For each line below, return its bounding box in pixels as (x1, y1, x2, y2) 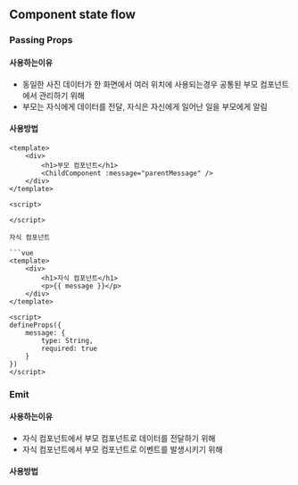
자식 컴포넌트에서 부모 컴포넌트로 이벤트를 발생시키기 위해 (21, 444, 223, 455)
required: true (41, 344, 98, 353)
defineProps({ (9, 321, 62, 330)
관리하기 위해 (38, 89, 85, 101)
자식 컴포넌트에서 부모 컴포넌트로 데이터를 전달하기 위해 (21, 432, 216, 443)
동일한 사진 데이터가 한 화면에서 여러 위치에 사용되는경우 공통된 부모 (21, 79, 259, 89)
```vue (9, 248, 34, 257)
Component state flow (9, 7, 137, 22)
